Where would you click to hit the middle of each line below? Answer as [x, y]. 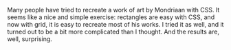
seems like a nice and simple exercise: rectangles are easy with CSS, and [111, 17]
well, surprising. [30, 39]
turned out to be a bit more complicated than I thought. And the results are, [113, 32]
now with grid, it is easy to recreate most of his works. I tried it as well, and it [115, 24]
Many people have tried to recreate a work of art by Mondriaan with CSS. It [113, 10]
